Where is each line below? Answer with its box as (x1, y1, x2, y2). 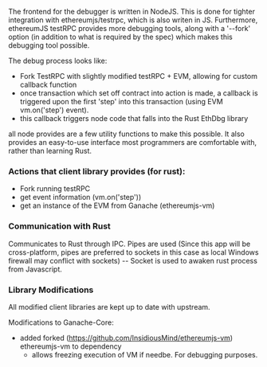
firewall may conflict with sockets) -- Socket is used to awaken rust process (8, 256, 257, 265)
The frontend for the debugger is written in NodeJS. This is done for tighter (8, 7, 255, 16)
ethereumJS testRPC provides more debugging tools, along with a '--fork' (8, 24, 251, 33)
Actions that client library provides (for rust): (8, 166, 186, 177)
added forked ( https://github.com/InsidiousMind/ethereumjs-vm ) (19, 333, 234, 342)
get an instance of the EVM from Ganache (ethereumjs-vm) (19, 201, 215, 210)
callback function (19, 80, 77, 89)
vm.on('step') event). (19, 105, 89, 115)
